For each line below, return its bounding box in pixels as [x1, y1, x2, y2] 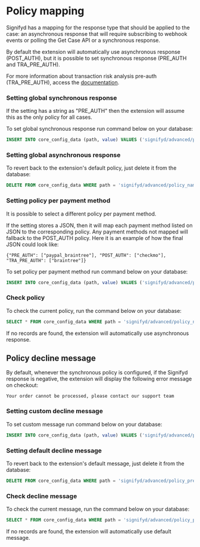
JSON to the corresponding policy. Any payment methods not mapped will [6, 228, 189, 235]
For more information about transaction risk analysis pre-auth [6, 72, 157, 79]
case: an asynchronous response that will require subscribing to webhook [6, 30, 187, 37]
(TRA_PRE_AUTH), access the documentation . [6, 79, 120, 86]
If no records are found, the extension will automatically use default [6, 527, 171, 535]
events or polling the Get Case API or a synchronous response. [6, 36, 161, 44]
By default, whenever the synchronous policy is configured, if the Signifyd [6, 369, 188, 376]
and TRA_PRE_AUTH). [6, 61, 61, 68]
